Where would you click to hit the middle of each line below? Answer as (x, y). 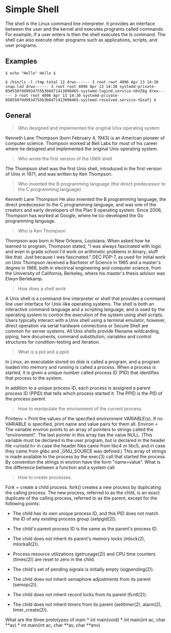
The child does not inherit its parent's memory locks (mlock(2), (79, 538)
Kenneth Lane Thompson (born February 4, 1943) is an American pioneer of (85, 138)
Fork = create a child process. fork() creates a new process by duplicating (83, 487)
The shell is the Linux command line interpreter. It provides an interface (80, 24)
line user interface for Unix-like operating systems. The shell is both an (80, 304)
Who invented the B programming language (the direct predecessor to (92, 184)
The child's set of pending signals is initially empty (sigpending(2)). (83, 569)
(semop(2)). (25, 584)
